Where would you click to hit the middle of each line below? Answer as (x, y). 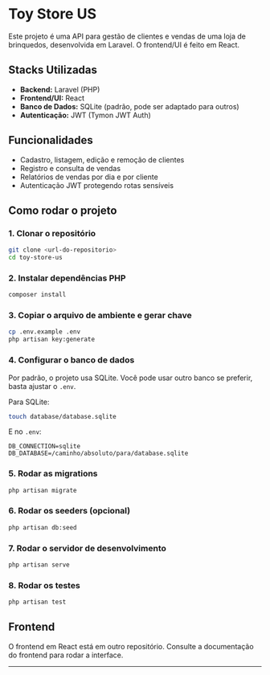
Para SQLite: (29, 402)
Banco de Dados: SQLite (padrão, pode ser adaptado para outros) (129, 106)
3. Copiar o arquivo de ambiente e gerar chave (100, 316)
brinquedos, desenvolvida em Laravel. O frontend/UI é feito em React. (124, 44)
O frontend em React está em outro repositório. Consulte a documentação (131, 646)
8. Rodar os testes (44, 585)
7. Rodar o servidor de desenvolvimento (87, 548)
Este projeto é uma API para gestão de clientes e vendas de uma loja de (127, 36)
